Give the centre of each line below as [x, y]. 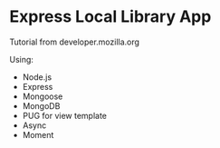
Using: [22, 59]
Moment [38, 134]
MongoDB [41, 105]
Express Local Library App [110, 17]
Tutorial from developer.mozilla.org [75, 42]
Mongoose [43, 96]
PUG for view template [64, 115]
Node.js [37, 77]
